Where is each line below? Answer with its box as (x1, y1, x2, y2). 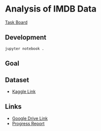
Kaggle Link (12, 88, 36, 94)
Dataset (5, 76, 29, 84)
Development (5, 33, 47, 42)
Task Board (5, 19, 28, 25)
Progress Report (12, 120, 45, 126)
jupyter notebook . (5, 46, 44, 51)
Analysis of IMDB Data (5, 3, 97, 15)
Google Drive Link (12, 115, 48, 121)
